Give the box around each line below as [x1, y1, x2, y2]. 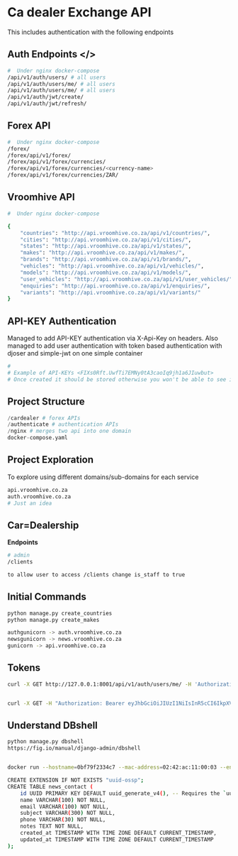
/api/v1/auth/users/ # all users [7, 74, 106, 81]
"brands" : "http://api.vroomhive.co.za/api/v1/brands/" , [20, 256, 192, 263]
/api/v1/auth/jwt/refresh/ [7, 100, 87, 107]
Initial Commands [7, 591, 86, 603]
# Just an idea [7, 500, 52, 507]
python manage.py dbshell [7, 738, 84, 745]
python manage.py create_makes [7, 616, 100, 623]
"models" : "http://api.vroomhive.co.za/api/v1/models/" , [20, 269, 192, 276]
